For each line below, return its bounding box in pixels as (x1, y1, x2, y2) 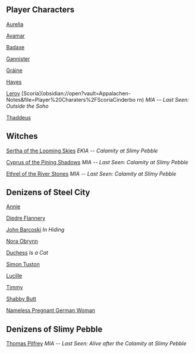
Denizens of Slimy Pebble (6, 324, 103, 334)
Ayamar (6, 32, 25, 39)
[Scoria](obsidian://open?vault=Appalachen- (21, 89, 131, 97)
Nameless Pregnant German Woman (6, 307, 96, 314)
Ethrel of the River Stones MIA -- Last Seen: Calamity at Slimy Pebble (6, 170, 177, 177)
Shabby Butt (6, 295, 37, 302)
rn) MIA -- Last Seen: (136, 96, 189, 103)
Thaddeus (6, 114, 32, 121)
